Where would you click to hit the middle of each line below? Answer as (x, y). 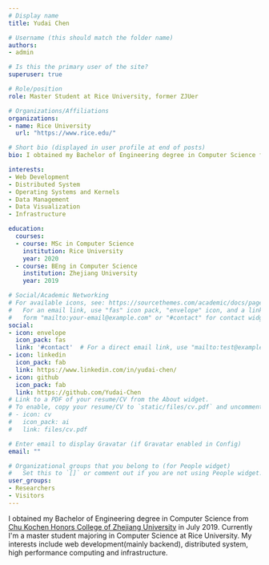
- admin (21, 53)
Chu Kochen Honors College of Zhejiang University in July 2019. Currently (130, 527)
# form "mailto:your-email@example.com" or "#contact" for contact (127, 317)
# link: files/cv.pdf (48, 430)
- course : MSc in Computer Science (75, 244)
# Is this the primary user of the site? (78, 67)
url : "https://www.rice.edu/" (66, 133)
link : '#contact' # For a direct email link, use (102, 348)
